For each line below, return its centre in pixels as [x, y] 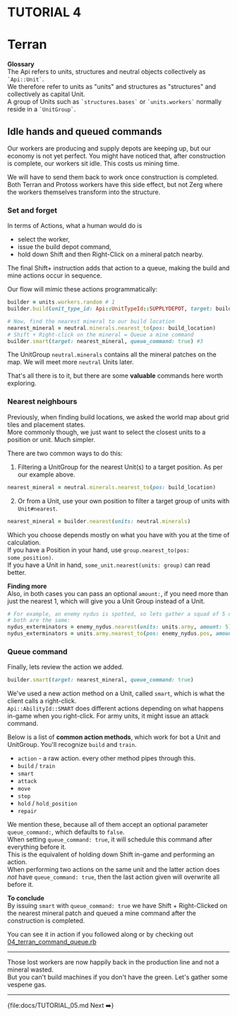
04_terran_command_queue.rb [52, 942]
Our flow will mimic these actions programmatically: [83, 289]
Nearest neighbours [42, 402]
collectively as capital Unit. [47, 94]
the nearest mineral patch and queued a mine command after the [102, 913]
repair [27, 812]
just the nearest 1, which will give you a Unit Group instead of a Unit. [106, 601]
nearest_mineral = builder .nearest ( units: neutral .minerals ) [99, 521]
